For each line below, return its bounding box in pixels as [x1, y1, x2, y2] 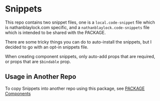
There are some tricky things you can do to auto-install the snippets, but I [5, 39, 152, 44]
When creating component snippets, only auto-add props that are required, [5, 53, 156, 59]
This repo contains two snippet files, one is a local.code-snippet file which [5, 19, 155, 25]
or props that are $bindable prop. [5, 58, 71, 64]
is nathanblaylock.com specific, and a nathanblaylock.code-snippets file [5, 24, 150, 30]
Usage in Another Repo [5, 72, 77, 81]
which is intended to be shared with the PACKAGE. [5, 29, 106, 35]
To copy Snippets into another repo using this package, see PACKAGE [5, 86, 145, 91]
